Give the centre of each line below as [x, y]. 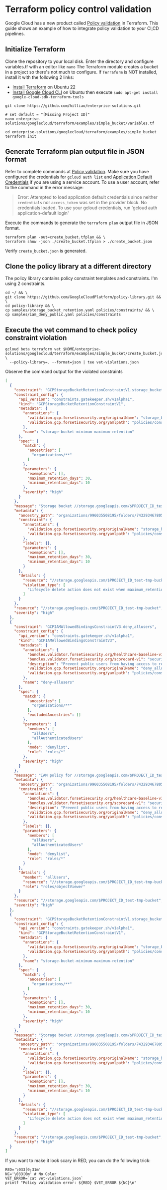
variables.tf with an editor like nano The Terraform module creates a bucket [82, 66]
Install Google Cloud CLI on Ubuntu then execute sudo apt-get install [85, 92]
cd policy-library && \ [30, 306]
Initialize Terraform [35, 49]
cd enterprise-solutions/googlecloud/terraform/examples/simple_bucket [81, 132]
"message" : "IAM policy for [43, 775]
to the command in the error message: [44, 187]
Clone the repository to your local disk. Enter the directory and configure [80, 61]
